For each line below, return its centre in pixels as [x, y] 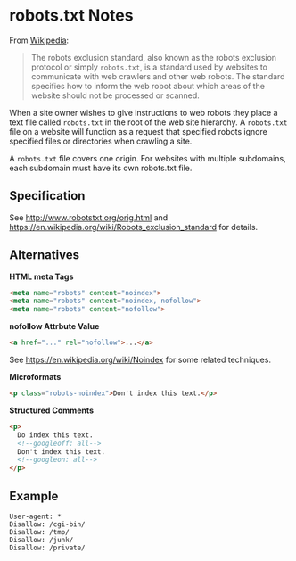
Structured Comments [52, 410]
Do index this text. [55, 435]
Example [34, 496]
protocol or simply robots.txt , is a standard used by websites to [149, 67]
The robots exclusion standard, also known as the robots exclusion [154, 57]
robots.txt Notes [71, 16]
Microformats [35, 377]
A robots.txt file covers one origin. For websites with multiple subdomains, [148, 158]
